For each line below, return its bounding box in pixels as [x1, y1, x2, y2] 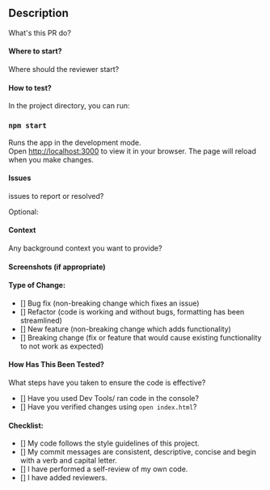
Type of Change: [8, 281, 66, 290]
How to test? [8, 82, 53, 92]
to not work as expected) [19, 341, 104, 351]
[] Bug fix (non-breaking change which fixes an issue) [19, 298, 200, 308]
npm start [8, 121, 47, 130]
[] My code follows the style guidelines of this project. [19, 438, 200, 448]
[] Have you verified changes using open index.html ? [19, 402, 197, 412]
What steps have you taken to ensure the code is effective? [8, 378, 206, 387]
